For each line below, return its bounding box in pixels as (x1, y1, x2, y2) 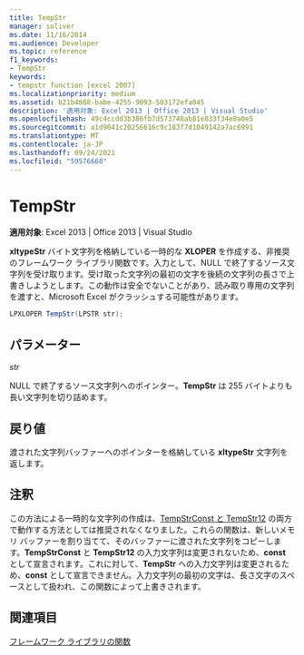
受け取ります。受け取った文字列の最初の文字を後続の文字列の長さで (33, 269, 288, 279)
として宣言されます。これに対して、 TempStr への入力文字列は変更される (9, 558, 282, 569)
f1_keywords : (9, 55, 59, 64)
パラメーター (9, 337, 82, 352)
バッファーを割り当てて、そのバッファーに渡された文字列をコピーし (19, 535, 274, 546)
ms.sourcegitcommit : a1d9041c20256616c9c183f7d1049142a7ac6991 (9, 123, 254, 132)
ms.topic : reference (9, 47, 88, 56)
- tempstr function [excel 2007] (9, 81, 136, 90)
